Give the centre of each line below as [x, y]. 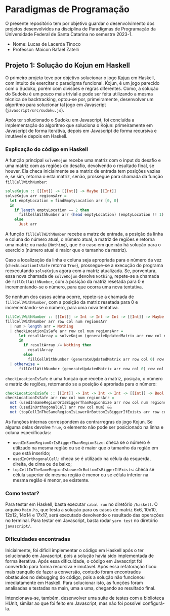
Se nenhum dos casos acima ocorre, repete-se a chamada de [70, 297]
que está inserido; [31, 453]
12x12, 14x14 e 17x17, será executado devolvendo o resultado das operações [84, 515]
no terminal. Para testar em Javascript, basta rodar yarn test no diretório [82, 521]
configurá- [154, 603]
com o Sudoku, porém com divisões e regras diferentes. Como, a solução [82, 88]
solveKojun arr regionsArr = [36, 196]
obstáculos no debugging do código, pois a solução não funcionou [75, 577]
